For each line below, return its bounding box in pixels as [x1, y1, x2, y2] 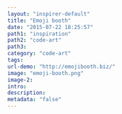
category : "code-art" [7, 50, 72, 57]
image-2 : [7, 76, 33, 84]
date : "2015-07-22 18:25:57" [7, 23, 94, 30]
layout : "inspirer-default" [7, 10, 91, 18]
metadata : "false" [7, 96, 62, 103]
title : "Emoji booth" [7, 17, 72, 24]
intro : [7, 83, 27, 90]
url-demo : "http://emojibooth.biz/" [7, 63, 116, 70]
